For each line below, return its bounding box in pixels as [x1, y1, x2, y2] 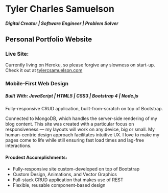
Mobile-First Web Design [5, 80, 69, 87]
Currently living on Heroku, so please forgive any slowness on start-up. [5, 62, 155, 68]
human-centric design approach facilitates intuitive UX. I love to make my [5, 132, 160, 138]
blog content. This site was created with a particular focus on [5, 121, 134, 127]
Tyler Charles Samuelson [5, 3, 115, 15]
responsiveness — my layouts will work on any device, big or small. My [5, 126, 155, 133]
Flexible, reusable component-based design [12, 182, 106, 188]
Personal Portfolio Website [5, 35, 92, 44]
